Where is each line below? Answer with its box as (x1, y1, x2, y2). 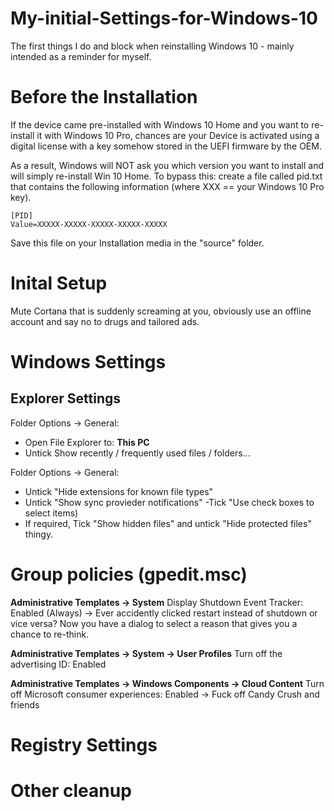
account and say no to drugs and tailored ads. (10, 315, 200, 327)
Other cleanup (10, 780, 132, 802)
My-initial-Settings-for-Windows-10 (10, 7, 318, 30)
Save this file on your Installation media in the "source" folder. (10, 237, 265, 249)
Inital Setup (10, 272, 108, 295)
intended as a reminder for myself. (10, 50, 152, 62)
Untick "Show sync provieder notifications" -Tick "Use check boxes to (24, 496, 315, 508)
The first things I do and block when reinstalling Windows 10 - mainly (10, 40, 295, 52)
